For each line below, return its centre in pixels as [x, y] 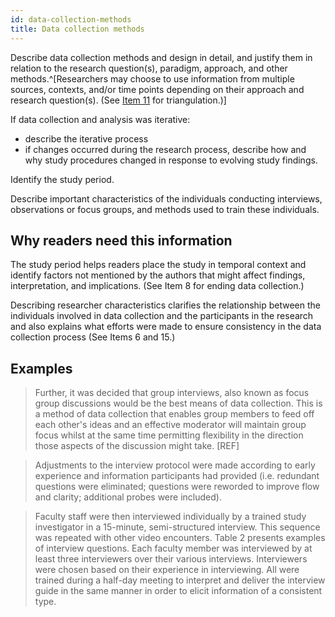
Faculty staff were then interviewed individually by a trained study [170, 517]
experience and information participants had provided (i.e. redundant [177, 476]
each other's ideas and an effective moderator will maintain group [170, 425]
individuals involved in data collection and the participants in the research [162, 316]
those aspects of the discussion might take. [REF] [137, 446]
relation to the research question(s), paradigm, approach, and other [149, 68]
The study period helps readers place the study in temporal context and [158, 265]
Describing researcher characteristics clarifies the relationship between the [166, 305]
